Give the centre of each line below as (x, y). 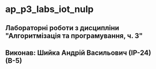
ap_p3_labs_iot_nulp (49, 9)
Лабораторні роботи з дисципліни (62, 28)
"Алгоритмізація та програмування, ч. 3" (74, 36)
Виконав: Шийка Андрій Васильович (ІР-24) (78, 53)
